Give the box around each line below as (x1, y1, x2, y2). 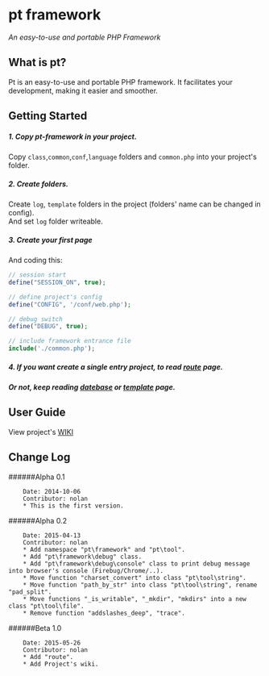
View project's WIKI (8, 427, 74, 436)
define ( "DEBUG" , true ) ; (8, 323, 89, 331)
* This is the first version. (23, 502, 125, 510)
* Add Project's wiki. (23, 660, 99, 668)
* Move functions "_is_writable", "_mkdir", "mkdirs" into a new (23, 595, 247, 603)
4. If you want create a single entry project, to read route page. (8, 361, 223, 372)
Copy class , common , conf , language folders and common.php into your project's (8, 152, 258, 162)
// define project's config (8, 293, 103, 301)
